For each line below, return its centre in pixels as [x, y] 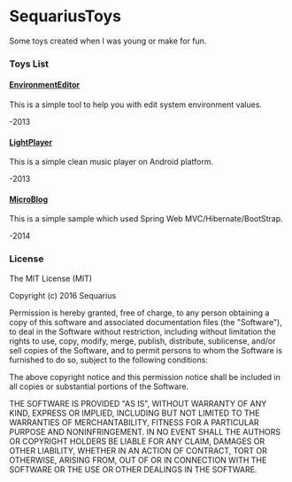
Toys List [29, 64]
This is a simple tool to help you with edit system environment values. [136, 105]
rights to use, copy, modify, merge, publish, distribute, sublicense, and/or [142, 341]
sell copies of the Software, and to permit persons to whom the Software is [146, 350]
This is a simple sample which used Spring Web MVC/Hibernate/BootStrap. [146, 219]
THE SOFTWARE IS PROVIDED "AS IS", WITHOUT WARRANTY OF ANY [138, 403]
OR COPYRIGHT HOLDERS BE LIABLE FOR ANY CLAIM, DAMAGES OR [137, 441]
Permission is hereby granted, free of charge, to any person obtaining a [139, 313]
